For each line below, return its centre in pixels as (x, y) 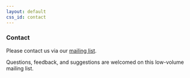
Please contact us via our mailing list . (51, 50)
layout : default (26, 12)
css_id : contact (26, 17)
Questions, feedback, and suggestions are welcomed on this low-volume (95, 62)
